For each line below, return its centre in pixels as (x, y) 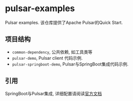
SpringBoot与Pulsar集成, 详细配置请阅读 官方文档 (53, 93)
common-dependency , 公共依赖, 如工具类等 (52, 52)
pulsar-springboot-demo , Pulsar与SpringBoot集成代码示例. (70, 64)
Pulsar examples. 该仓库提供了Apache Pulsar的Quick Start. (64, 22)
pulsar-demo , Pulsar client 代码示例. (47, 58)
